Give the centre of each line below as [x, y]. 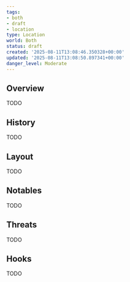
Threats [22, 225]
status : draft [25, 47]
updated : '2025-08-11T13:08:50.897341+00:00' [65, 58]
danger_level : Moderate [37, 63]
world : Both [21, 41]
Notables [24, 191]
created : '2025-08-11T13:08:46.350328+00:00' [65, 52]
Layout [20, 156]
